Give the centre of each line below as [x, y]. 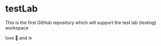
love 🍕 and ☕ [19, 37]
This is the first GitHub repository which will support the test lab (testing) [81, 22]
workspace [17, 27]
